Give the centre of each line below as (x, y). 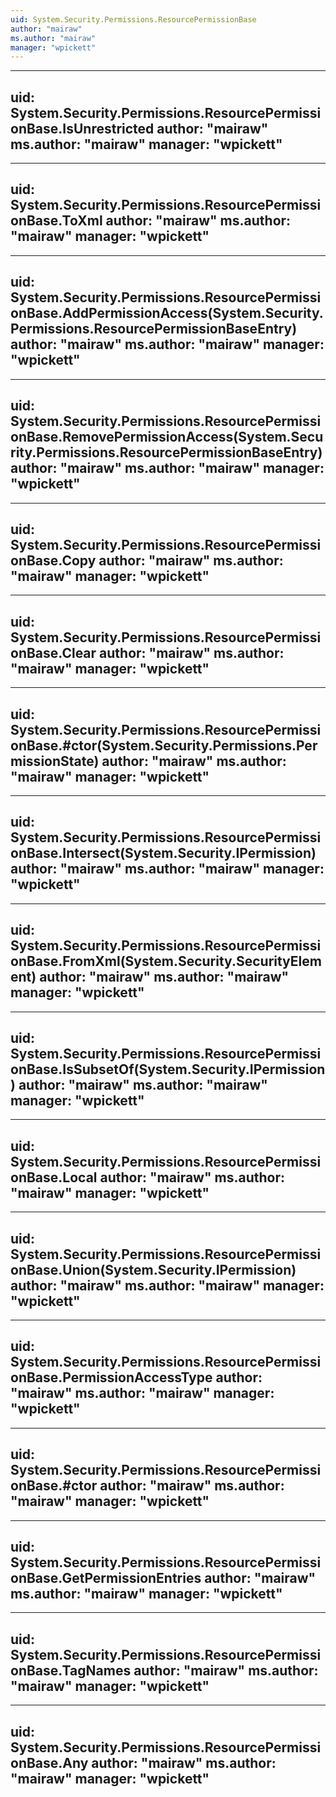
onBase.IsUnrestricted (82, 128)
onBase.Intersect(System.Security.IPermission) (163, 853)
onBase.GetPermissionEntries (106, 1578)
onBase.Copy (53, 560)
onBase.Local (54, 1177)
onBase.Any (49, 1762)
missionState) (55, 761)
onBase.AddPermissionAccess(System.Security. (167, 313)
